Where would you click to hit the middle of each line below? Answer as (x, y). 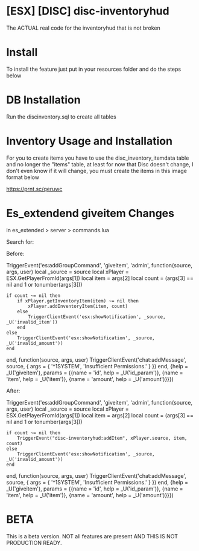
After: (13, 391)
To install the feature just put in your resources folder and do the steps (94, 69)
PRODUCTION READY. (34, 543)
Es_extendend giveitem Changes (90, 213)
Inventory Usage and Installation (90, 141)
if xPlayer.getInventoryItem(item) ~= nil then (78, 301)
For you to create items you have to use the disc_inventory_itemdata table (98, 158)
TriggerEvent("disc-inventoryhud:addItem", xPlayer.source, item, (102, 438)
